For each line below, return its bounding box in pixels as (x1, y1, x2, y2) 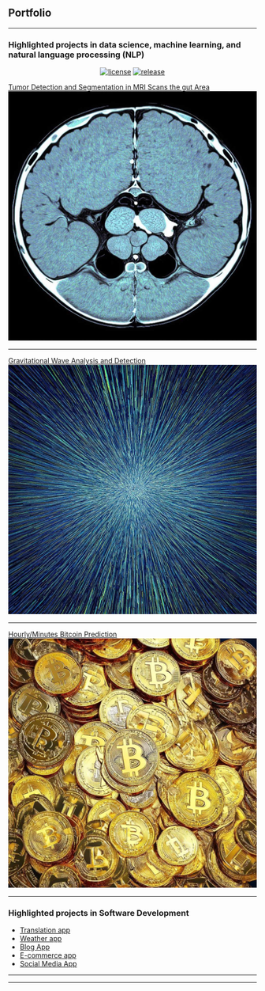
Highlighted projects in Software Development (8, 908, 189, 919)
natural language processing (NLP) (8, 49, 144, 60)
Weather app (19, 934, 62, 944)
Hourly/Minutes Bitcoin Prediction (8, 629, 118, 640)
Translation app (19, 925, 71, 935)
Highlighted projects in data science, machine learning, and (8, 39, 241, 50)
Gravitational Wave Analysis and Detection (8, 356, 146, 366)
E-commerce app (19, 951, 77, 960)
